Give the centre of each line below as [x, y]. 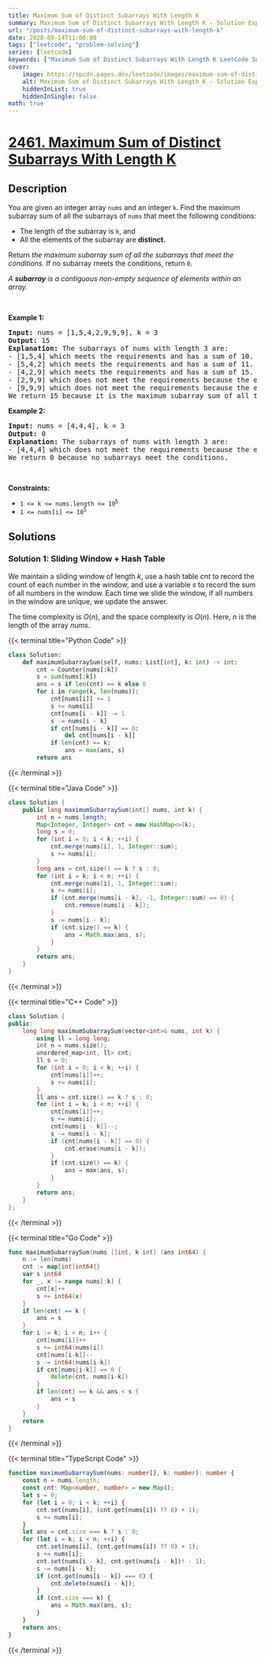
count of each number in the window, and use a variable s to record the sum [132, 585]
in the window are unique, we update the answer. [88, 601]
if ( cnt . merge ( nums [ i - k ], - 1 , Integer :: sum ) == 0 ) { [142, 898]
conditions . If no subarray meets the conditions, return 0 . [101, 263]
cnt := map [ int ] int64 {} [62, 1267]
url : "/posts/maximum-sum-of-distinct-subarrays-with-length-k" [116, 30]
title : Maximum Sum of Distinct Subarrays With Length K [104, 15]
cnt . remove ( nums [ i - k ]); [107, 905]
